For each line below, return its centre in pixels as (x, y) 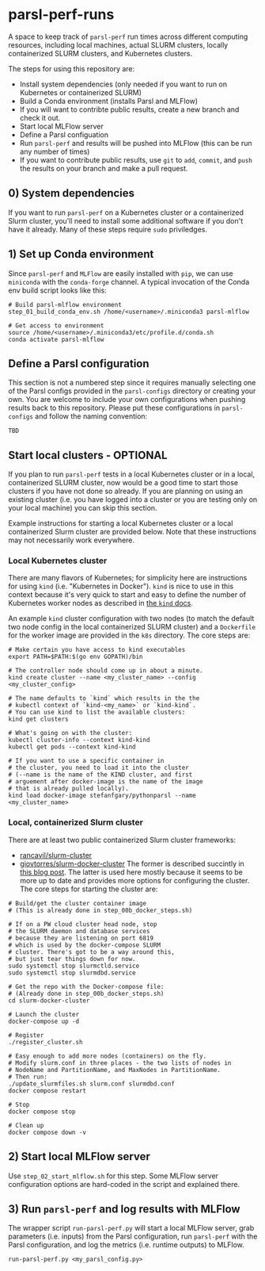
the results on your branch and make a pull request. (104, 168)
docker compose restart (47, 1091)
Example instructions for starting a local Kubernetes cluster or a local (121, 523)
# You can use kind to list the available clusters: (97, 712)
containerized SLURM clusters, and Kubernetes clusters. (100, 53)
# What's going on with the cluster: (70, 733)
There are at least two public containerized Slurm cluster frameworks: (122, 840)
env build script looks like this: (57, 290)
